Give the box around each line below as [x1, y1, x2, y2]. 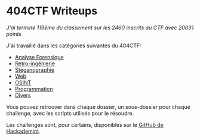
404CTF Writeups [6, 4, 97, 18]
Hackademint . [6, 127, 41, 135]
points [6, 30, 22, 37]
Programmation [14, 85, 53, 92]
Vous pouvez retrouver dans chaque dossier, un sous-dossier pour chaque [6, 103, 191, 110]
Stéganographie [14, 66, 55, 73]
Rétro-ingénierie [14, 60, 56, 67]
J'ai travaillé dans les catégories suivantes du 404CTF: [6, 42, 141, 49]
